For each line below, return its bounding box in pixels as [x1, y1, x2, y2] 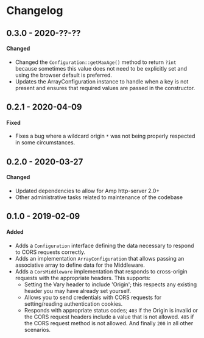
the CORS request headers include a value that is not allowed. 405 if [24, 313, 194, 320]
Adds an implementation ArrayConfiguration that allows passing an [15, 255, 185, 262]
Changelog [6, 4, 63, 18]
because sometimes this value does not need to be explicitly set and [15, 65, 188, 72]
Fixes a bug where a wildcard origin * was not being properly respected [15, 132, 195, 140]
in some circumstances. [15, 139, 76, 146]
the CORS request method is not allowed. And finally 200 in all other [24, 319, 194, 326]
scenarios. [24, 326, 51, 333]
